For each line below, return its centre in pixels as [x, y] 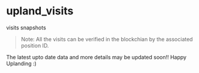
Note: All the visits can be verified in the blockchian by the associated [107, 39]
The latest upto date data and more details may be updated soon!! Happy [97, 57]
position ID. [35, 45]
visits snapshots [26, 28]
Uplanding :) [22, 63]
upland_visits [40, 11]
